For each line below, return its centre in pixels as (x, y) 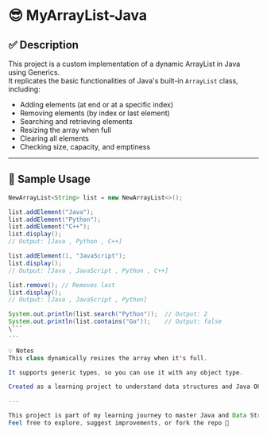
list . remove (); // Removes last (62, 285)
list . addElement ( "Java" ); (51, 212)
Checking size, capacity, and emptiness (85, 147)
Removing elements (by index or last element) (95, 113)
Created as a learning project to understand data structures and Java (129, 387)
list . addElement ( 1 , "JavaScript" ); (67, 256)
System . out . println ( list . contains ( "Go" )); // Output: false (115, 322)
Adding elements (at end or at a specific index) (97, 105)
